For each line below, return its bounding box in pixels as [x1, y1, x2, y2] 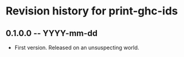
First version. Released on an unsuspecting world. [14, 44, 140, 51]
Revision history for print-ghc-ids [5, 4, 178, 18]
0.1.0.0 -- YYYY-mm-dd [5, 28, 98, 38]
